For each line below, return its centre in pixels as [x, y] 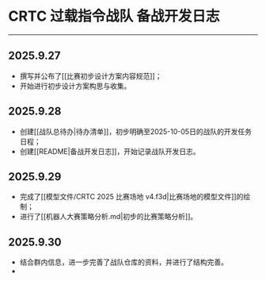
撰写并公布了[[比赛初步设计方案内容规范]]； [91, 75]
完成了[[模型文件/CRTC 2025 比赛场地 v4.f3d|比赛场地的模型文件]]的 [131, 197]
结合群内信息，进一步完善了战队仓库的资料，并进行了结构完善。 [123, 262]
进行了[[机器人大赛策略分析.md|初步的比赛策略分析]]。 [108, 217]
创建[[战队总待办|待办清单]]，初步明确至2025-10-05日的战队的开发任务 [135, 131]
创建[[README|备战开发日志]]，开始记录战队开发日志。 [110, 151]
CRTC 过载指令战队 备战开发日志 [114, 16]
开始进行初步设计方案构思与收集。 [75, 86]
